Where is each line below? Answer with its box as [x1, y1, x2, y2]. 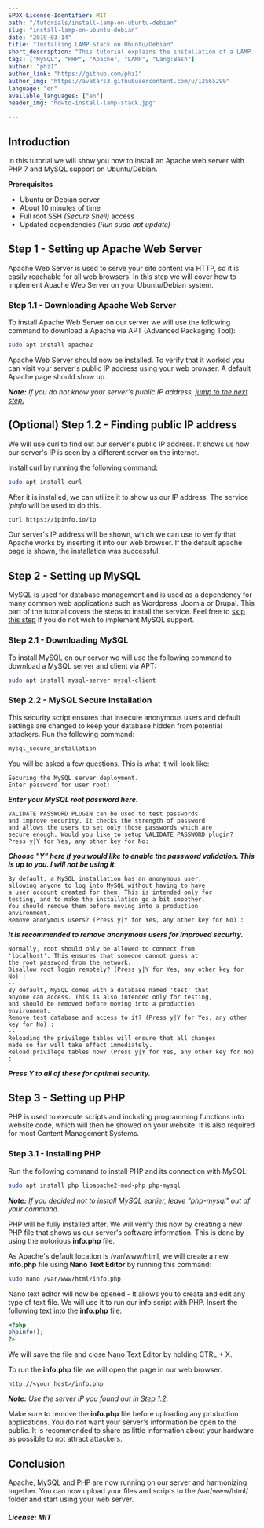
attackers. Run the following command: [8, 729, 135, 738]
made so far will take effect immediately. [8, 1041, 153, 1049]
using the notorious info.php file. [8, 1236, 115, 1245]
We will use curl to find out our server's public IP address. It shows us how [8, 439, 250, 449]
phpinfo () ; [8, 1328, 44, 1336]
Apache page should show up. [8, 372, 108, 381]
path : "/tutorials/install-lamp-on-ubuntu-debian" [8, 19, 178, 27]
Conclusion [8, 1457, 66, 1470]
